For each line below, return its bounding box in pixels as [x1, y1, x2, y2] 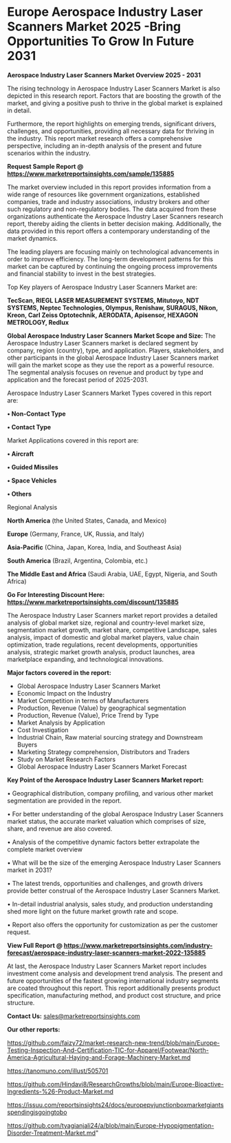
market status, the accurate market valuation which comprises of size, [7, 817, 206, 825]
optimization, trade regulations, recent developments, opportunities [7, 640, 198, 649]
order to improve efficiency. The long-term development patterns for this [7, 254, 213, 263]
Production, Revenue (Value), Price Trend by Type [16, 711, 159, 719]
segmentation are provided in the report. [7, 796, 122, 805]
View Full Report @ [7, 941, 63, 949]
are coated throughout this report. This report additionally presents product [7, 984, 221, 992]
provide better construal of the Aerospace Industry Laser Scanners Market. [7, 887, 221, 895]
